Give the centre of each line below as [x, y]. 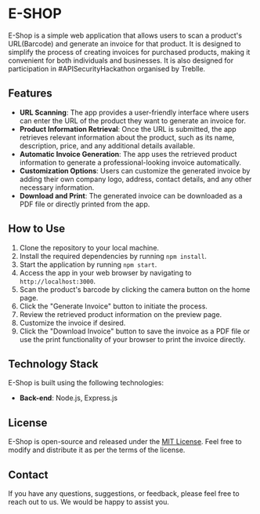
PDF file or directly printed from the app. [85, 204]
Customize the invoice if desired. [72, 323]
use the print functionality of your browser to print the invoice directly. [132, 339]
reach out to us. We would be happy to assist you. [89, 502]
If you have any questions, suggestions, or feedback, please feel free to [124, 494]
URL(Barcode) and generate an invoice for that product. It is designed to [125, 43]
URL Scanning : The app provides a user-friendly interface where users [134, 112]
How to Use [37, 229]
